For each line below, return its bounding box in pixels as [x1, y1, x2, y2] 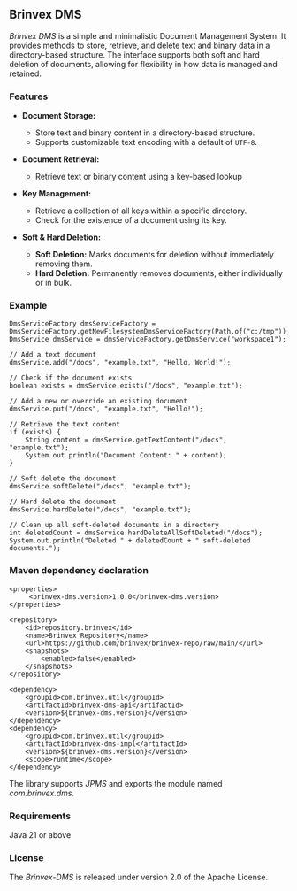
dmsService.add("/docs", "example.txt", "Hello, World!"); [9, 358, 232, 367]
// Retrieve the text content [9, 420, 121, 429]
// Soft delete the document [9, 474, 117, 483]
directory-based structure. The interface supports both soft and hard [9, 49, 261, 60]
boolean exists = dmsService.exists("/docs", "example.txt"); [9, 381, 243, 390]
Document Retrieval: [21, 154, 100, 165]
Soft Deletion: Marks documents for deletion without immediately [34, 250, 274, 260]
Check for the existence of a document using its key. [34, 215, 227, 226]
